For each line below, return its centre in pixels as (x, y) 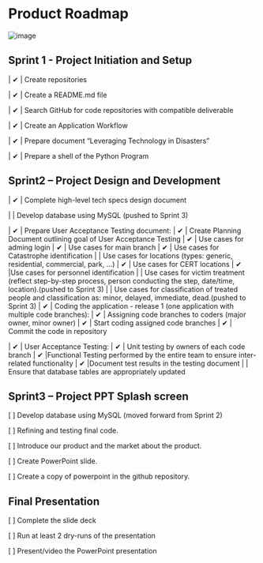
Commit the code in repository (58, 331)
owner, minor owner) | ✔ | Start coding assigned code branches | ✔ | (120, 323)
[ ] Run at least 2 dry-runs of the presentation (82, 536)
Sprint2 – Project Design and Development (115, 181)
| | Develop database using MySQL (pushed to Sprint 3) (98, 215)
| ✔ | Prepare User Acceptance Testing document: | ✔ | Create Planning (125, 231)
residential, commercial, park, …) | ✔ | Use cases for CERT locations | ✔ (125, 264)
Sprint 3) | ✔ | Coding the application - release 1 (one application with (121, 306)
